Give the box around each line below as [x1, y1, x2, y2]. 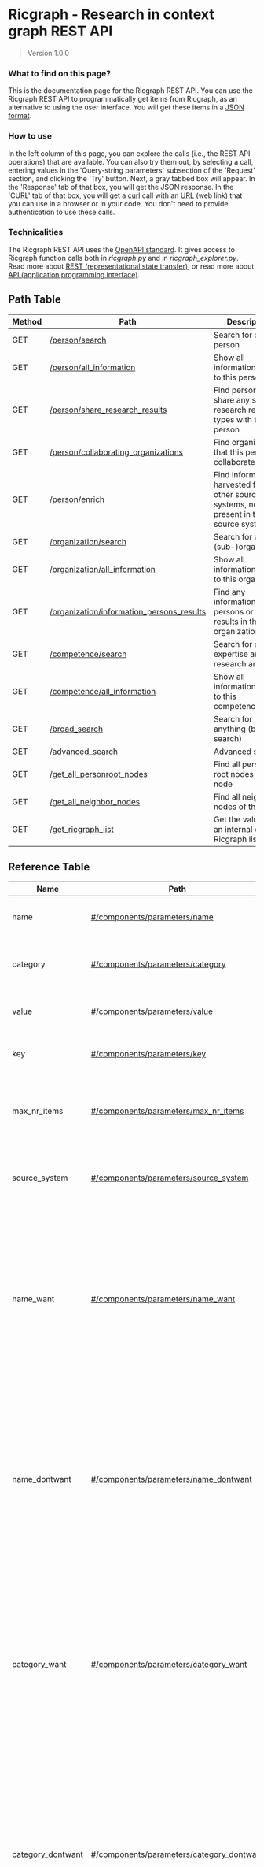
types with [213, 414, 253, 425]
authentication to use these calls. [8, 207, 115, 217]
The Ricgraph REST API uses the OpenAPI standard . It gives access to [8, 244, 236, 254]
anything [213, 723, 246, 734]
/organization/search [49, 536, 127, 547]
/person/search [49, 334, 107, 345]
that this [213, 447, 244, 458]
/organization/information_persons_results [49, 606, 207, 617]
